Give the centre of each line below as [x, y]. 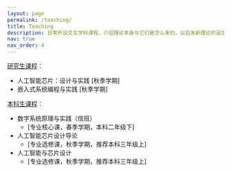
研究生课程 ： [25, 66]
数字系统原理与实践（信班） [56, 118]
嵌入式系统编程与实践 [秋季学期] [62, 89]
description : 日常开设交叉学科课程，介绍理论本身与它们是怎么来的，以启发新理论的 [112, 33]
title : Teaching [30, 26]
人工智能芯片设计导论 [47, 136]
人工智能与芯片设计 [44, 153]
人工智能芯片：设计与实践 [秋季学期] [68, 80]
